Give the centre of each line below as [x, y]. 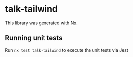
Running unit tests [34, 38]
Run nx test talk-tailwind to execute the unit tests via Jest [67, 50]
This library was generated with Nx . [41, 23]
